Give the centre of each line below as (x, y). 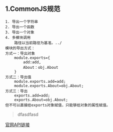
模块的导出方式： (20, 48)
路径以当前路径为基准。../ (38, 43)
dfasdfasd (28, 114)
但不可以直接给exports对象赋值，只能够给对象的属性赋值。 (58, 105)
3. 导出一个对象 (20, 32)
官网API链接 (17, 125)
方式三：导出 (16, 91)
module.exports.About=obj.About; (49, 86)
